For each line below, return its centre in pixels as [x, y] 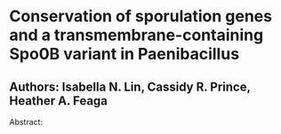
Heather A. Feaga [59, 101]
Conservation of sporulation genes [141, 16]
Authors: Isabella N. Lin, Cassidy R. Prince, [130, 87]
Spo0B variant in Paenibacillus [124, 54]
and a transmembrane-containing [136, 35]
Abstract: [26, 122]
